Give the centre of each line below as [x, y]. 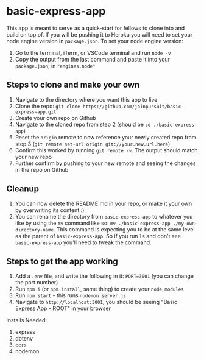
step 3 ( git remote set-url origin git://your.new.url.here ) [93, 144]
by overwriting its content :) [50, 210]
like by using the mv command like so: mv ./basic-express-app [93, 223]
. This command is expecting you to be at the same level [124, 229]
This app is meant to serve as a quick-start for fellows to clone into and [96, 28]
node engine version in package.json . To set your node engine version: [95, 41]
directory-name [34, 230]
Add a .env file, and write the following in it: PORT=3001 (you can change [104, 276]
